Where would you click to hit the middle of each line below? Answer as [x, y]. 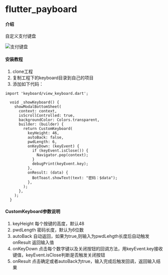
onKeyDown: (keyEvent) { [53, 146]
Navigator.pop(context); [63, 155]
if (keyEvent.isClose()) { [60, 151]
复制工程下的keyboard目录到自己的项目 [53, 78]
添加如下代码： [28, 84]
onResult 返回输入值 [33, 242]
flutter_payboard [41, 9]
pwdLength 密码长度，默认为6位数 [48, 230]
